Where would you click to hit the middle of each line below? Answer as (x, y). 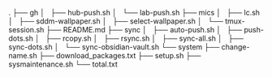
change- (235, 47)
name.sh (23, 56)
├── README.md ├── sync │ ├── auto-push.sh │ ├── (144, 30)
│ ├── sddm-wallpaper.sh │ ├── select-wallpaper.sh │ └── (116, 21)
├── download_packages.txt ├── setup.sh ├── (120, 56)
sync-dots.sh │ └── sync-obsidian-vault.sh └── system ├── (114, 47)
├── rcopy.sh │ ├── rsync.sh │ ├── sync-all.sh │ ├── (145, 38)
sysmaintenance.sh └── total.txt (63, 64)
